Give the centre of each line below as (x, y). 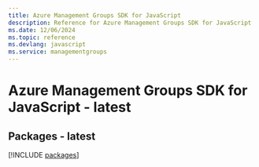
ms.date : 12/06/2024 (42, 30)
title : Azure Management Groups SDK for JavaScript (94, 15)
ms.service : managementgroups (58, 52)
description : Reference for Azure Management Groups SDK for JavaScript (130, 23)
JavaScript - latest (70, 107)
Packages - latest (52, 136)
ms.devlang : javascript (47, 45)
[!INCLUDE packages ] (44, 155)
